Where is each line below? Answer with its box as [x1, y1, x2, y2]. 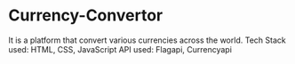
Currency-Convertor [8, 5, 163, 26]
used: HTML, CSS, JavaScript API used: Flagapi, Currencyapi [8, 44, 233, 54]
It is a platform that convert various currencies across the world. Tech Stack [8, 35, 286, 45]
